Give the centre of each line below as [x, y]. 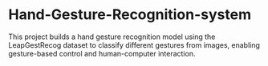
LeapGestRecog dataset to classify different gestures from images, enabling [134, 45]
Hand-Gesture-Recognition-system [130, 15]
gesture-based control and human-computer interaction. [102, 53]
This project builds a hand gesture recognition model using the [112, 37]
